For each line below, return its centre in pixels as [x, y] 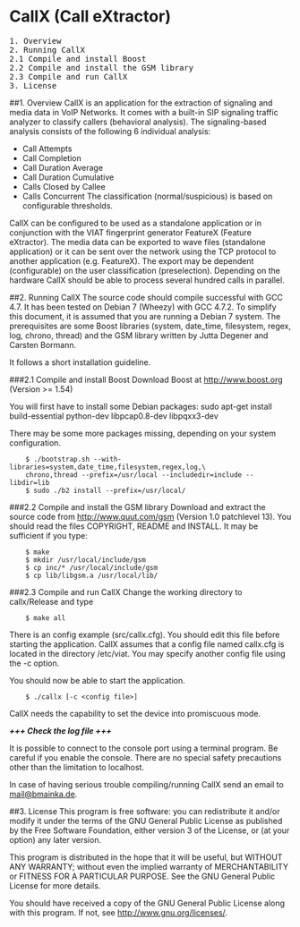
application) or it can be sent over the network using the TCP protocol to [143, 251]
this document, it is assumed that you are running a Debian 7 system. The [145, 316]
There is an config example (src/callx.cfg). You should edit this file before [145, 634]
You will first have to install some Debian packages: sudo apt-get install [141, 406]
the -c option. [34, 663]
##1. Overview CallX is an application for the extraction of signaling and [141, 102]
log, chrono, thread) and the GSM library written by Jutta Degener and [139, 335]
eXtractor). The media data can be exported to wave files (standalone [137, 242]
